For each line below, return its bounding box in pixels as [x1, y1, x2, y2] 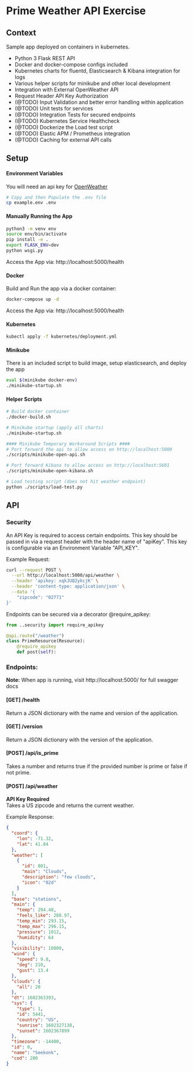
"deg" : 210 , [16, 962, 46, 968]
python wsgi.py [6, 248, 44, 254]
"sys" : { [11, 1001, 33, 1006]
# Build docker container [6, 408, 69, 414]
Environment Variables [6, 169, 64, 177]
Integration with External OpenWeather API [14, 86, 119, 93]
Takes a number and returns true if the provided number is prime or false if [6, 763, 188, 770]
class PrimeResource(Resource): [6, 638, 85, 644]
